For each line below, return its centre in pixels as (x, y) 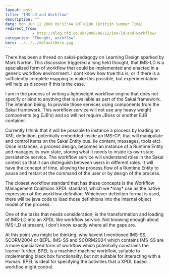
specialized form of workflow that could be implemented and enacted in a (82, 68)
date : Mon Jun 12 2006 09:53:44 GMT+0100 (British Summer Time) (74, 24)
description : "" (22, 19)
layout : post (19, 10)
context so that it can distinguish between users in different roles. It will (79, 162)
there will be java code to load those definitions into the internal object (78, 199)
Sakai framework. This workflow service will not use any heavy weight (78, 109)
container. (16, 120)
